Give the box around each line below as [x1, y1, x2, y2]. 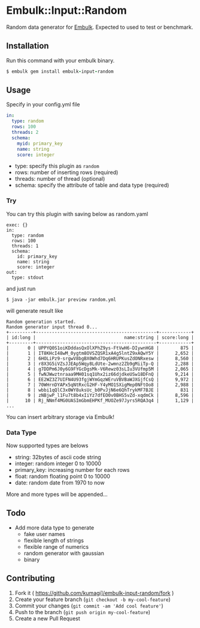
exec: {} [6, 222, 28, 228]
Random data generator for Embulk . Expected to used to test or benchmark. [6, 23, 193, 31]
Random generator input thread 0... [6, 324, 98, 330]
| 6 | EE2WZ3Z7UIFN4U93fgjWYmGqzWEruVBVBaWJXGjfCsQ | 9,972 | [6, 376, 195, 382]
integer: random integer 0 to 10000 [14, 460, 102, 467]
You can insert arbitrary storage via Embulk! [6, 413, 115, 420]
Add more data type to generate [14, 524, 95, 531]
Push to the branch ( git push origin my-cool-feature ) [14, 608, 151, 615]
